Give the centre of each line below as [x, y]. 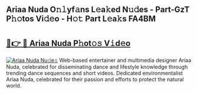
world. [14, 85]
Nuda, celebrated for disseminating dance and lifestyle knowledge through [97, 67]
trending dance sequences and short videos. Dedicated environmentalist [94, 73]
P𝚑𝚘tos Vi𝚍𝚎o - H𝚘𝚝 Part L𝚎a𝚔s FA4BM [81, 19]
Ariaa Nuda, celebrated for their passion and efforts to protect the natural [95, 79]
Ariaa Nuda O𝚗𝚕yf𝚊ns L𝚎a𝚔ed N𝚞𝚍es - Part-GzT [98, 10]
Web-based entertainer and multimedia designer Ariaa [125, 60]
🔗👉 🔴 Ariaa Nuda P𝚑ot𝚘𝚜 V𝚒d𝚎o [68, 43]
